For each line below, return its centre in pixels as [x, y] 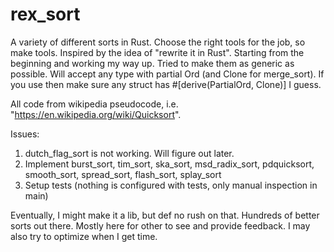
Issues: [25, 134]
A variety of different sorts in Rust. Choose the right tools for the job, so [158, 42]
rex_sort [45, 14]
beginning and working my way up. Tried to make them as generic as [152, 63]
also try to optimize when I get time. [84, 236]
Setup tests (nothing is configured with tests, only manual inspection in [171, 185]
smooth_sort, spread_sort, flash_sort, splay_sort [123, 174]
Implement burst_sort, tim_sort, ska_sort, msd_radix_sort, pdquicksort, [169, 164]
